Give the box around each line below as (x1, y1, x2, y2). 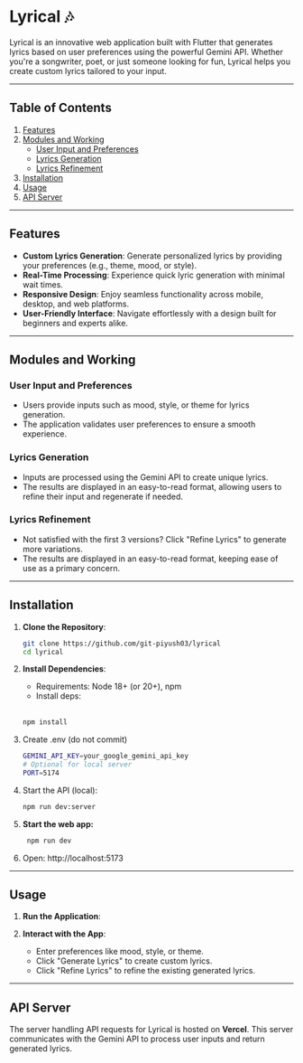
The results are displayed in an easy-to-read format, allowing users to (22, 481, 282, 492)
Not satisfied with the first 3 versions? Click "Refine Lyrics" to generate (22, 533, 287, 544)
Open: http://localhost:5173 (22, 852, 124, 863)
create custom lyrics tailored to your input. (9, 65, 167, 76)
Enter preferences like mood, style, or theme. (35, 946, 205, 957)
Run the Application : (22, 911, 101, 922)
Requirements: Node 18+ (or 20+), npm (35, 681, 182, 692)
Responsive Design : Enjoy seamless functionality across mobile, (22, 288, 264, 299)
